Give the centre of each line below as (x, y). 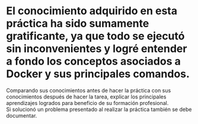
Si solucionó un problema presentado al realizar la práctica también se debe (99, 109)
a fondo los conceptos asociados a (93, 61)
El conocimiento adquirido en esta (92, 11)
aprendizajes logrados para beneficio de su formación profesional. (87, 103)
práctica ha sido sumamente (78, 23)
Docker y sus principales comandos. (98, 74)
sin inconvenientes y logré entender (97, 49)
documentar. (22, 115)
